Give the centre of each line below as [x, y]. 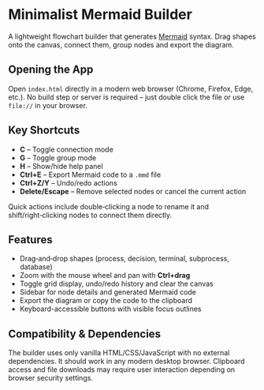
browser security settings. [50, 378]
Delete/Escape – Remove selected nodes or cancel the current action [133, 191]
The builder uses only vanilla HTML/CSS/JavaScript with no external [119, 353]
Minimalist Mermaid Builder [100, 15]
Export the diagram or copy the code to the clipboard [106, 301]
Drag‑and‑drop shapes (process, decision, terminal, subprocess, [125, 259]
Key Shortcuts [44, 131]
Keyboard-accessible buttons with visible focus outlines [110, 309]
